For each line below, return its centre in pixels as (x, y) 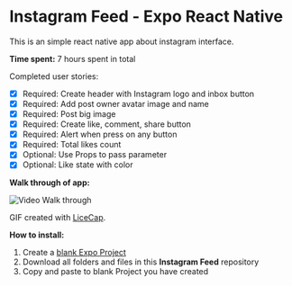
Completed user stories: (54, 76)
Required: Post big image (69, 114)
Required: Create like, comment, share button (107, 124)
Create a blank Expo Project (74, 253)
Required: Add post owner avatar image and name (116, 104)
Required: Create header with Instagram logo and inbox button (138, 94)
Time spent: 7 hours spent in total (73, 58)
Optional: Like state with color (78, 165)
